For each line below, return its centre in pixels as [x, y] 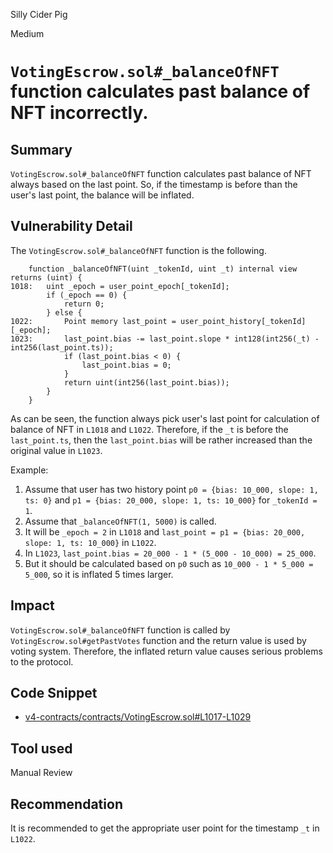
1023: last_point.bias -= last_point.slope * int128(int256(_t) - [165, 339]
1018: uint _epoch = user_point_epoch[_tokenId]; [120, 286]
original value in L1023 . [56, 450]
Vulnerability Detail [71, 226]
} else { [64, 312]
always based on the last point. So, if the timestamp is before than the [154, 184]
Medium [27, 33]
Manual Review [41, 773]
